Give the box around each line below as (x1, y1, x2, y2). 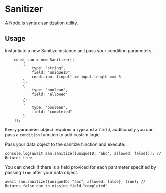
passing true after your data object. (5, 169, 78, 175)
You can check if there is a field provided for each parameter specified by (5, 164, 156, 170)
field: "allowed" (31, 92, 68, 97)
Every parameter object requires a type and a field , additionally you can (5, 127, 154, 132)
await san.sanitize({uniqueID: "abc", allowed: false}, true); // (5, 179, 146, 184)
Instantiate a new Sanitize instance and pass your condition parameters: (5, 47, 153, 53)
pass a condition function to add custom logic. (5, 131, 101, 137)
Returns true (5, 155, 32, 160)
